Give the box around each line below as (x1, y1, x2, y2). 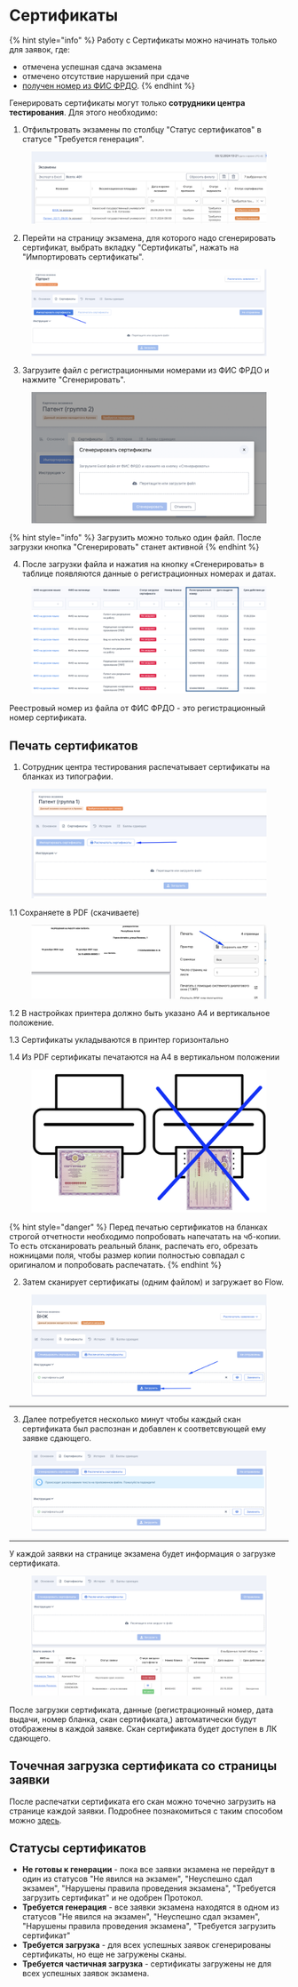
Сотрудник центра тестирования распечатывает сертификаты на (21, 762, 271, 773)
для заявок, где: (9, 44, 71, 54)
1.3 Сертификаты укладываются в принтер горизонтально (9, 1035, 229, 1046)
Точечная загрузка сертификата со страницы (9, 1759, 278, 1774)
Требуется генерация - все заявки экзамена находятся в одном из (21, 1902, 279, 1912)
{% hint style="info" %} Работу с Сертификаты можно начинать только (9, 35, 278, 45)
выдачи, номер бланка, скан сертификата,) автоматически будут (9, 1713, 257, 1725)
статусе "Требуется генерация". (21, 133, 145, 144)
